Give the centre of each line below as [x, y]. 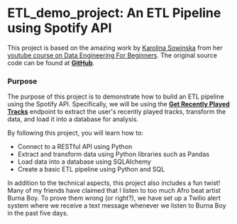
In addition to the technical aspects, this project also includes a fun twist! [114, 183]
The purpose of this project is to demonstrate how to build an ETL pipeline [116, 96]
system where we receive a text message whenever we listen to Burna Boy [117, 206]
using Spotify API [60, 28]
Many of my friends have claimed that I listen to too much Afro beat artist [114, 191]
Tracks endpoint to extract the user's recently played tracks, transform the [117, 112]
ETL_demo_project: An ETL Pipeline [114, 13]
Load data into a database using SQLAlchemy [84, 162]
